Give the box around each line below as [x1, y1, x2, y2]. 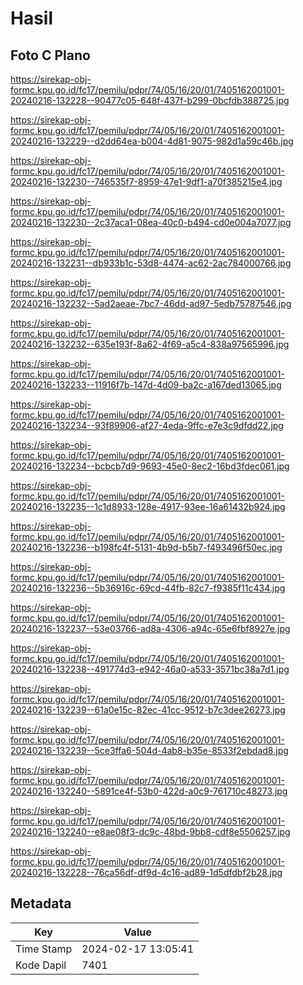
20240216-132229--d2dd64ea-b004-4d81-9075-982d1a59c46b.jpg [10, 135, 294, 147]
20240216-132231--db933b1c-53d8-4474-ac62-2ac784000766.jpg [10, 257, 292, 269]
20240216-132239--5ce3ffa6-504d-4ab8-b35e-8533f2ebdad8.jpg [10, 745, 289, 756]
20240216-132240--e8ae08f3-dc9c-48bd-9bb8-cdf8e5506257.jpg [10, 826, 291, 837]
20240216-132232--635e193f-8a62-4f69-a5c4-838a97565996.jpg [10, 338, 290, 350]
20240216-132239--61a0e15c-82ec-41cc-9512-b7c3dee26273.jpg [10, 704, 286, 716]
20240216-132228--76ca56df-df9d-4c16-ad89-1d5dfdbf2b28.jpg [10, 867, 283, 878]
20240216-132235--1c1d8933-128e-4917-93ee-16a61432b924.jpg [10, 501, 286, 512]
